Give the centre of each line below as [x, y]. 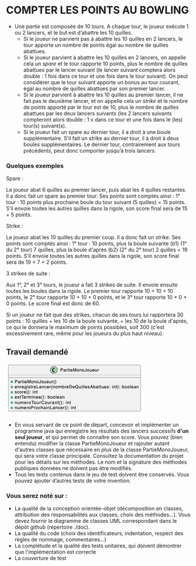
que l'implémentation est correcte [55, 552]
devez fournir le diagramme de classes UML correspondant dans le [96, 521]
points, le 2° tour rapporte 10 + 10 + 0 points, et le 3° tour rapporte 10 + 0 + [97, 297]
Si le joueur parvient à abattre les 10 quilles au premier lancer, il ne [103, 95]
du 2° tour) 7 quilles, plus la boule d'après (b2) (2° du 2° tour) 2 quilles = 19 [97, 250]
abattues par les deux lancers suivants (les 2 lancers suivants [97, 113]
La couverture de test [40, 558]
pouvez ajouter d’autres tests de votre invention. [73, 481]
